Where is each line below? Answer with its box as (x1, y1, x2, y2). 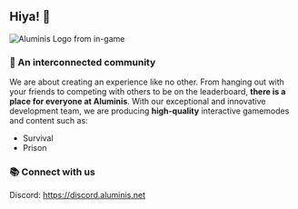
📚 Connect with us (9, 165, 95, 178)
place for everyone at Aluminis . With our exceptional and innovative (9, 96, 266, 107)
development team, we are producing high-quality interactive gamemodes (9, 105, 290, 116)
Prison (22, 143, 47, 154)
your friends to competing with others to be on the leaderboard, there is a (9, 86, 286, 97)
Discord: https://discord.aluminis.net (9, 190, 146, 201)
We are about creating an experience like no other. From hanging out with (9, 76, 284, 87)
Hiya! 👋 (9, 9, 51, 25)
